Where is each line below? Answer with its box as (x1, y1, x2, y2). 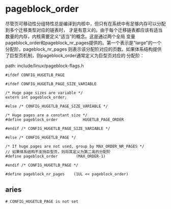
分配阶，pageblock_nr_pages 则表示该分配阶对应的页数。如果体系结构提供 (5, 46, 162, 52)
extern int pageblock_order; (5, 95, 67, 100)
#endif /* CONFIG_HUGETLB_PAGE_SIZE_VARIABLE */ (5, 126, 110, 131)
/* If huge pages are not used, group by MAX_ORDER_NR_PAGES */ (5, 144, 145, 149)
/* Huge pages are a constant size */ (5, 113, 88, 118)
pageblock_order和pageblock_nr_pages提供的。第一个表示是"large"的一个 (5, 39, 162, 46)
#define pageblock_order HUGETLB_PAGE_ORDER (5, 117, 124, 122)
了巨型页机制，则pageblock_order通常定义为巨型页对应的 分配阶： (5, 52, 145, 59)
